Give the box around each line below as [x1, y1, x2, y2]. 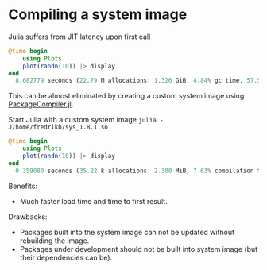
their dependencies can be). [19, 253, 113, 262]
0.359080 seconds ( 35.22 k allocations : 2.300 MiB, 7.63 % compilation [15, 167, 254, 175]
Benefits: [8, 181, 38, 191]
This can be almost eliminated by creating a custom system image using [8, 91, 245, 101]
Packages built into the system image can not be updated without [19, 227, 235, 237]
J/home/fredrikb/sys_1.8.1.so [8, 123, 109, 132]
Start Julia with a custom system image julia [8, 115, 157, 125]
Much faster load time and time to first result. [19, 196, 168, 206]
